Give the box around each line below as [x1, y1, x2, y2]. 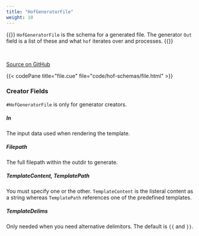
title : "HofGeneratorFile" [6, 8, 74, 15]
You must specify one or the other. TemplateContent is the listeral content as [6, 187, 194, 195]
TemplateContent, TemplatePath [6, 172, 90, 180]
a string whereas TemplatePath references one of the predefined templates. [6, 193, 192, 201]
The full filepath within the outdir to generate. [6, 159, 118, 166]
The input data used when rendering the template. [6, 130, 130, 137]
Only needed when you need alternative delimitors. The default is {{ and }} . [6, 223, 194, 230]
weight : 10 [6, 14, 34, 20]
